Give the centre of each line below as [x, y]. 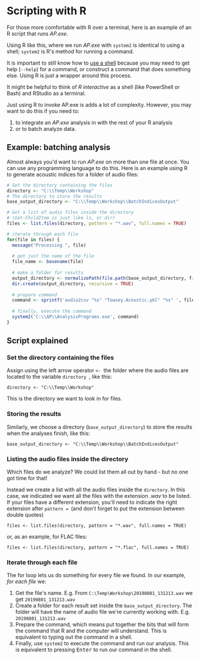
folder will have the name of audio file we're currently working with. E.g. [103, 612]
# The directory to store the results [54, 196]
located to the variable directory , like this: [59, 377]
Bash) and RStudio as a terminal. [46, 93]
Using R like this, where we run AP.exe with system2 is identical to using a [96, 45]
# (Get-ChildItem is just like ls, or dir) [61, 218]
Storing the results [34, 414]
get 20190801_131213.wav [45, 599]
